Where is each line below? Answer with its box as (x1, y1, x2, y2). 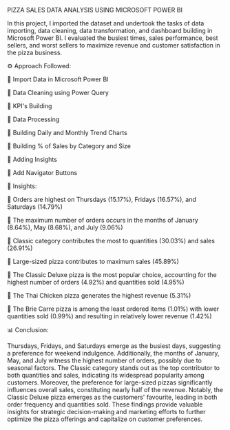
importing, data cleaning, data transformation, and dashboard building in (7, 27, 213, 34)
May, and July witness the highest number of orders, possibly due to (7, 356, 202, 365)
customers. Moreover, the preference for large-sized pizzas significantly (7, 378, 213, 387)
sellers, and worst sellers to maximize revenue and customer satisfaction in (7, 41, 220, 49)
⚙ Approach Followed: (7, 62, 71, 70)
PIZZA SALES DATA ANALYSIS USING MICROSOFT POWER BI (7, 6, 182, 14)
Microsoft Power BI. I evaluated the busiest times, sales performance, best (7, 34, 218, 42)
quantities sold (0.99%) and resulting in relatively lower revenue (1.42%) (7, 312, 212, 320)
